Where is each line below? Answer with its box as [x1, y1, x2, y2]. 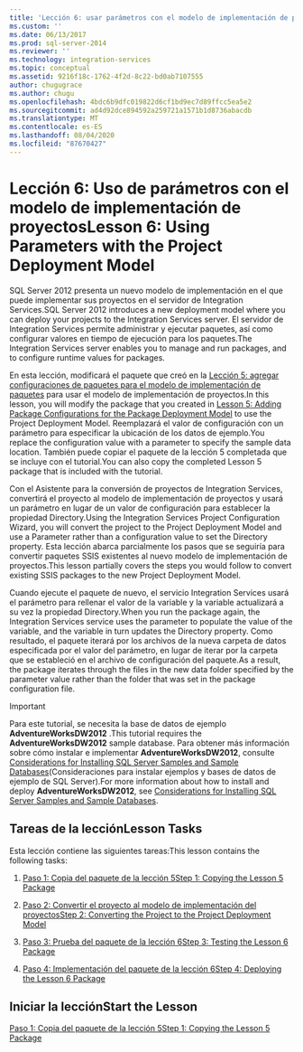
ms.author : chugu [9, 89, 75, 98]
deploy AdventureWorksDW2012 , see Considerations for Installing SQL [9, 785, 277, 796]
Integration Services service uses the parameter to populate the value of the [9, 615, 293, 626]
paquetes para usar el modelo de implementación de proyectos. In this [9, 389, 270, 399]
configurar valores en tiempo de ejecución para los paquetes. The [9, 333, 252, 343]
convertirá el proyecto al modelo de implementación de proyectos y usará [9, 493, 284, 503]
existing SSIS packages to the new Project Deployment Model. [9, 569, 242, 580]
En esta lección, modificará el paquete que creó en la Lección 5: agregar [9, 370, 280, 380]
